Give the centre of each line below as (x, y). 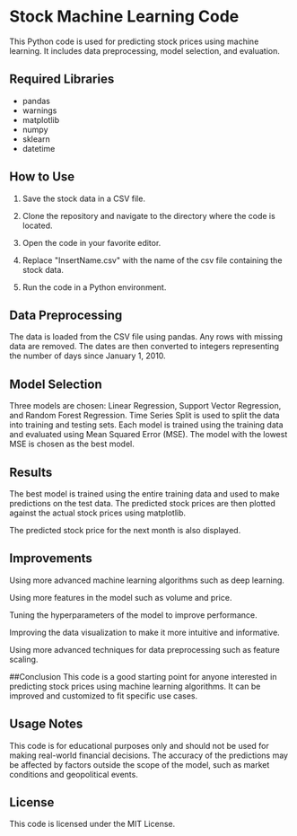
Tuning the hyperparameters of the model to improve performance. (133, 615)
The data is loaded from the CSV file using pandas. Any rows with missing (146, 337)
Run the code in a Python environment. (94, 287)
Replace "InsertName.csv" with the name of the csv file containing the (152, 260)
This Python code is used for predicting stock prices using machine (134, 41)
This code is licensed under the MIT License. (92, 824)
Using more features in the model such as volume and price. (121, 597)
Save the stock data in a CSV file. (84, 198)
